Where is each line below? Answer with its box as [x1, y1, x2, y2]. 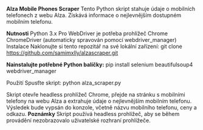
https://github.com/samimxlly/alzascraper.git [6, 49, 119, 56]
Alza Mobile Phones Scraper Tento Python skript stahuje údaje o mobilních [6, 5, 196, 12]
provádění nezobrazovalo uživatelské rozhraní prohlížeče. [6, 117, 151, 124]
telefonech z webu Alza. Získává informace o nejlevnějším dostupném [6, 12, 182, 19]
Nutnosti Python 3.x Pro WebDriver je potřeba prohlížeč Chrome [6, 30, 168, 37]
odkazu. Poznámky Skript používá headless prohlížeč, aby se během [6, 111, 180, 117]
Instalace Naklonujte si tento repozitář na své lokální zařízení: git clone [6, 43, 182, 50]
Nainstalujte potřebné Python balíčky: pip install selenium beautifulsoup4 [6, 61, 193, 68]
